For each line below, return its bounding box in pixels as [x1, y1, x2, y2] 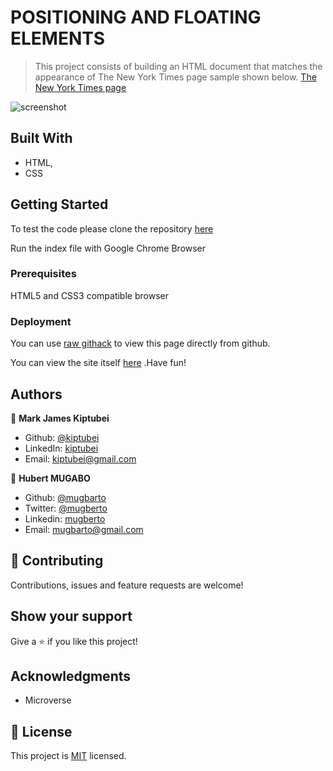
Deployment [10, 314, 72, 328]
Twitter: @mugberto [24, 502, 108, 514]
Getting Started [10, 196, 109, 213]
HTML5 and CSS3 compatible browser [10, 289, 169, 301]
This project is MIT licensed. [10, 750, 127, 762]
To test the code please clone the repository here [10, 222, 214, 235]
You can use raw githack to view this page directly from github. [10, 337, 271, 350]
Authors [10, 386, 63, 403]
